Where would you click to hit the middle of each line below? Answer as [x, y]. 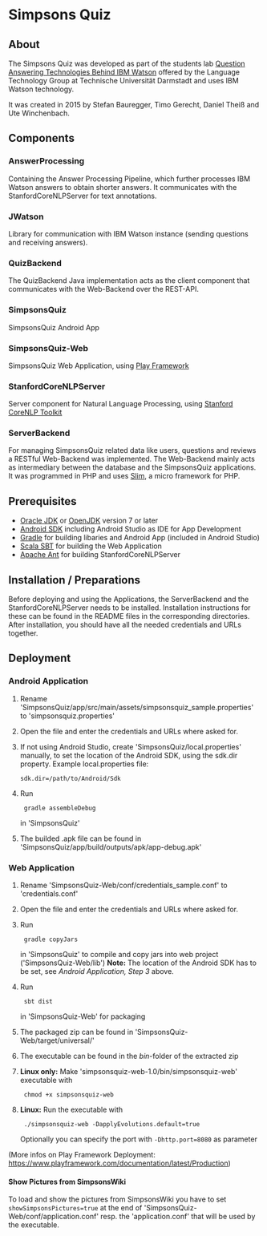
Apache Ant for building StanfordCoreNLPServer [100, 555]
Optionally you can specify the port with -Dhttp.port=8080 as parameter [139, 1139]
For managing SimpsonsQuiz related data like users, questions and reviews [132, 450]
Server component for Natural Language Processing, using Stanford [121, 404]
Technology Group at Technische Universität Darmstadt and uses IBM [123, 81]
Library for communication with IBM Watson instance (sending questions [128, 233]
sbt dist [38, 1002]
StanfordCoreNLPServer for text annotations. [83, 196]
